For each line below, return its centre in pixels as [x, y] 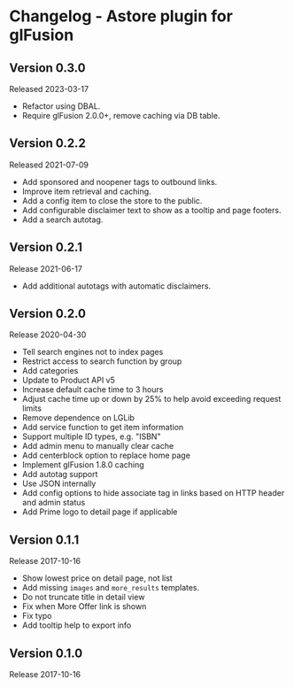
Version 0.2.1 [46, 247]
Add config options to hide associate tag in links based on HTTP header [153, 493]
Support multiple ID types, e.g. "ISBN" [91, 436]
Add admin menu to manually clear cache [98, 446]
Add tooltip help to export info [77, 625]
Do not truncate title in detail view [83, 597]
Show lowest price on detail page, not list [97, 578]
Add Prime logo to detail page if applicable [100, 512]
